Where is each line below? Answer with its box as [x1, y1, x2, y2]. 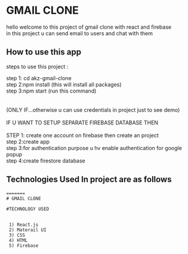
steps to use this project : [6, 63, 69, 70]
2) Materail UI [8, 227, 47, 233]
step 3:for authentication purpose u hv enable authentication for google [6, 144, 182, 151]
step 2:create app [6, 138, 50, 145]
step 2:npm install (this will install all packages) [6, 81, 122, 88]
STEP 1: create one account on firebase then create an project [6, 131, 159, 139]
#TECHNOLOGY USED [6, 206, 50, 212]
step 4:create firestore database [6, 157, 85, 164]
